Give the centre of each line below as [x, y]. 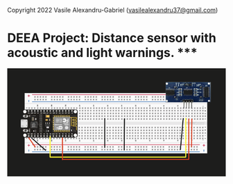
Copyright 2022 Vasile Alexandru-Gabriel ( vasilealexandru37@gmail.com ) [113, 10]
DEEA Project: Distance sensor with [112, 38]
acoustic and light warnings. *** [102, 53]
